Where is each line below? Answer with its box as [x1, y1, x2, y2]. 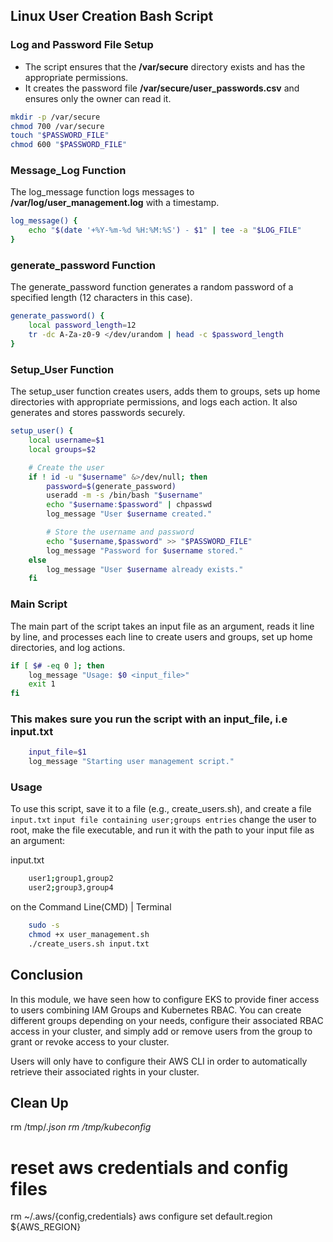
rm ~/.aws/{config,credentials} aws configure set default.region [10, 1210, 273, 1223]
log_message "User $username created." [46, 509, 213, 519]
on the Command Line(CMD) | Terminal [10, 901, 172, 913]
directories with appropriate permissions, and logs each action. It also [10, 396, 298, 408]
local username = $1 [28, 435, 105, 446]
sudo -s [28, 920, 60, 931]
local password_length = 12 [28, 320, 137, 331]
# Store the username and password [46, 527, 195, 538]
